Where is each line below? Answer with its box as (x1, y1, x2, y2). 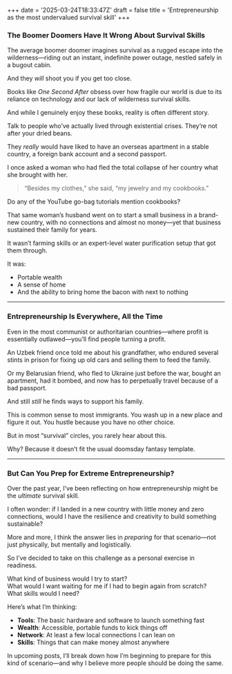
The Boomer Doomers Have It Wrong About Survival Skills (7, 30, 206, 40)
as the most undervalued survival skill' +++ (7, 13, 130, 21)
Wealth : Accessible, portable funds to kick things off (17, 623, 168, 632)
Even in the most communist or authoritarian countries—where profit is (7, 327, 209, 336)
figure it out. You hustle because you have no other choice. (7, 418, 175, 426)
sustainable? (7, 519, 43, 528)
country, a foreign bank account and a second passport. (7, 150, 167, 158)
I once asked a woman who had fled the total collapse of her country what (7, 163, 219, 172)
